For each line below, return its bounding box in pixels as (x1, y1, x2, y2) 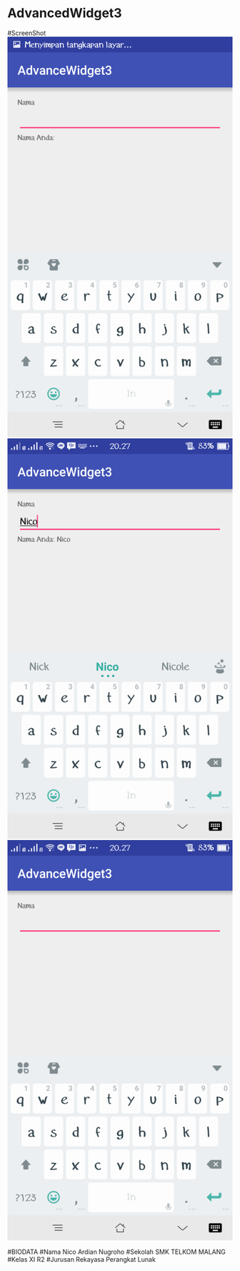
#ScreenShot (7, 29, 46, 37)
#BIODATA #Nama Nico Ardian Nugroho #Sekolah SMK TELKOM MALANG (7, 1247, 226, 1256)
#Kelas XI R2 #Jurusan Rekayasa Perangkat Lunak (7, 1255, 156, 1263)
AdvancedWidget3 (7, 5, 123, 21)
